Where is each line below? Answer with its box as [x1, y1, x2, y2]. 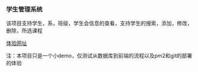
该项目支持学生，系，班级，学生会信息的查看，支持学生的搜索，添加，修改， [6, 19, 193, 27]
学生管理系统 [6, 5, 43, 13]
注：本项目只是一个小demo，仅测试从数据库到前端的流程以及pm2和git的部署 [6, 52, 193, 60]
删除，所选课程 [6, 27, 43, 34]
